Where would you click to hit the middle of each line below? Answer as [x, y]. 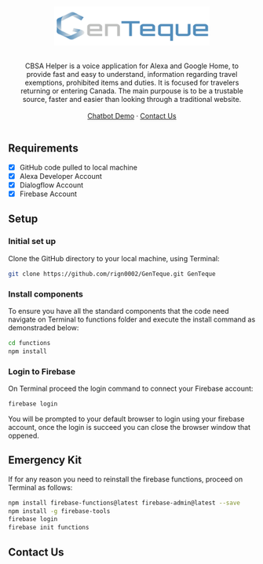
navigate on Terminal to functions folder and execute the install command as [132, 319]
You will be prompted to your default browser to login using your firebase [126, 419]
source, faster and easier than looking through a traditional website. [132, 99]
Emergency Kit [45, 460]
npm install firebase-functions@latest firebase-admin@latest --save [124, 503]
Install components [46, 294]
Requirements [43, 149]
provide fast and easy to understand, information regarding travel [132, 74]
